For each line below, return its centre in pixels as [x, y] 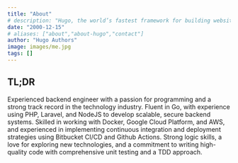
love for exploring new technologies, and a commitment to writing [103, 144]
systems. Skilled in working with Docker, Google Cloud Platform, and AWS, [116, 122]
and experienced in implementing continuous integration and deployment [114, 129]
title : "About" [30, 14]
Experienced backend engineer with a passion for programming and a [109, 99]
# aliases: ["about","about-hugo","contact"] [75, 34]
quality [17, 152]
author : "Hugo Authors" [42, 40]
